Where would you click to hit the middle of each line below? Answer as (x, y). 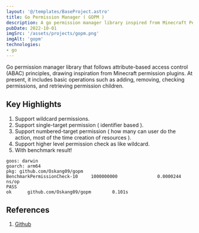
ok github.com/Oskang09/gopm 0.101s (67, 192)
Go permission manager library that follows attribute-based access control (97, 67)
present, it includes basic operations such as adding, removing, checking (95, 79)
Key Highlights (34, 104)
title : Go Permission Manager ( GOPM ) (55, 17)
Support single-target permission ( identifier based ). (79, 125)
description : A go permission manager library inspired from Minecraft (96, 22)
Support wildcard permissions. (52, 118)
